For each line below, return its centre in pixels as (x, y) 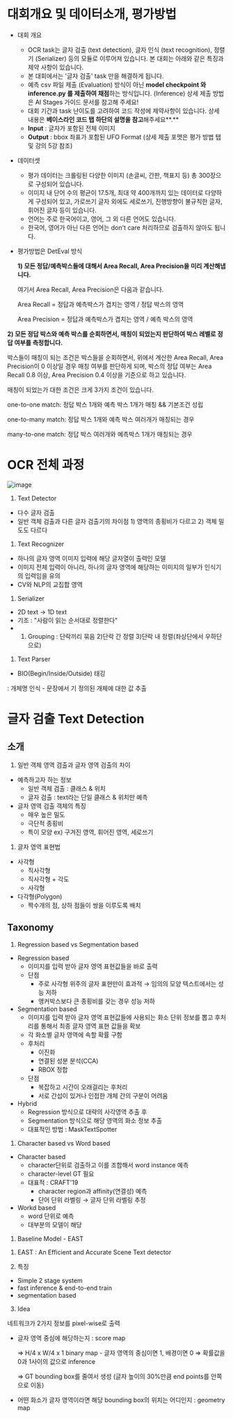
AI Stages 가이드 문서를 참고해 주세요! (87, 102)
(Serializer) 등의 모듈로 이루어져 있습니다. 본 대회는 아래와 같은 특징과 (129, 58)
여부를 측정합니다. (39, 342)
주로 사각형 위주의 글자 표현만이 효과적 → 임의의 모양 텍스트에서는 (127, 983)
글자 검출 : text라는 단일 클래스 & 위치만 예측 (88, 797)
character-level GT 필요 (61, 1174)
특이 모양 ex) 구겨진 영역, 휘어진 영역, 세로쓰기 (90, 832)
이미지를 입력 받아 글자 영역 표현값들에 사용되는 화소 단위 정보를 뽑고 (120, 1017)
